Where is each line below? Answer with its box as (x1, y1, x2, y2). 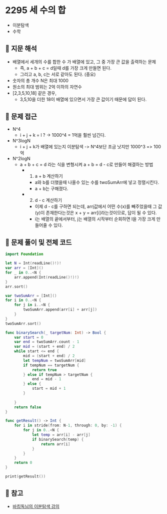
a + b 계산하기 (34, 173, 63, 179)
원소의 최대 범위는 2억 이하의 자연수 (12, 84, 82, 90)
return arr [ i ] (40, 441, 70, 446)
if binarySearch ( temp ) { (31, 437, 84, 442)
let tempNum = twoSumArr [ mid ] (23, 358, 86, 363)
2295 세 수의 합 (5, 5, 66, 16)
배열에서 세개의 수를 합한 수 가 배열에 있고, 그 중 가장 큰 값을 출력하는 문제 (12, 59, 156, 65)
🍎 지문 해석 (5, 45, 37, 53)
